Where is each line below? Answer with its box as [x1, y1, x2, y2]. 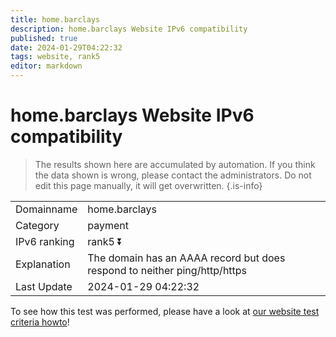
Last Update [15, 279, 73, 293]
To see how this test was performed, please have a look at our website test [10, 305, 320, 317]
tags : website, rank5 [10, 52, 101, 62]
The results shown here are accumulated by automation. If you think [34, 158, 316, 170]
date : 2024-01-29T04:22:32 [10, 42, 123, 53]
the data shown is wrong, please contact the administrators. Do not [34, 169, 312, 181]
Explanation [15, 257, 71, 271]
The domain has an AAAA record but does [87, 251, 286, 265]
